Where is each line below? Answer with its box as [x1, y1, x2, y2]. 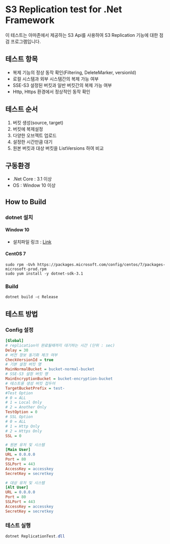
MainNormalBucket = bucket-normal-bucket [5, 367, 95, 372]
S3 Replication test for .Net [5, 4, 123, 15]
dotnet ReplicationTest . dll [5, 534, 65, 539]
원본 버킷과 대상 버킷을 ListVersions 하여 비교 [12, 145, 104, 151]
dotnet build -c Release [5, 294, 58, 300]
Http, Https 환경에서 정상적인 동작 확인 [12, 88, 91, 95]
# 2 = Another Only [5, 405, 47, 410]
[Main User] [5, 447, 31, 452]
